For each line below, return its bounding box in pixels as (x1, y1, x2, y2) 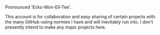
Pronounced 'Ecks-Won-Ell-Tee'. (5, 4, 72, 10)
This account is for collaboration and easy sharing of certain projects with (5, 14, 156, 19)
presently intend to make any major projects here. (5, 24, 106, 30)
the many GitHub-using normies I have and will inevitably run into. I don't (5, 19, 153, 25)
